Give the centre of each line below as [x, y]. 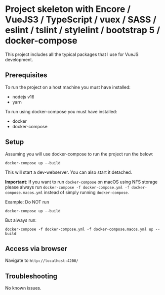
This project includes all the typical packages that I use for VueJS [72, 54]
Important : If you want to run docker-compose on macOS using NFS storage [82, 182]
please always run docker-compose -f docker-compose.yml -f [67, 187]
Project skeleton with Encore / [68, 9]
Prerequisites [26, 75]
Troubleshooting [31, 276]
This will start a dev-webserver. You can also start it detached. [69, 172]
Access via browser [36, 248]
